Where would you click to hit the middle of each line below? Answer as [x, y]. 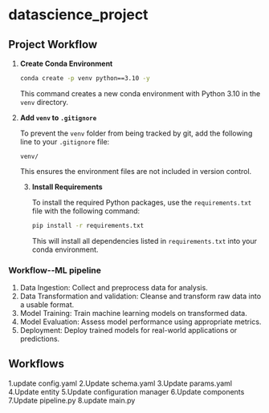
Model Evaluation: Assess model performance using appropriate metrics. [141, 322]
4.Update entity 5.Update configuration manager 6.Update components [126, 391]
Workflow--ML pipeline [55, 270]
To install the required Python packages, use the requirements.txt [142, 202]
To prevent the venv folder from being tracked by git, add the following [136, 133]
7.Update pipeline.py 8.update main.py [72, 400]
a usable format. [47, 305]
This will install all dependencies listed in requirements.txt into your [145, 241]
